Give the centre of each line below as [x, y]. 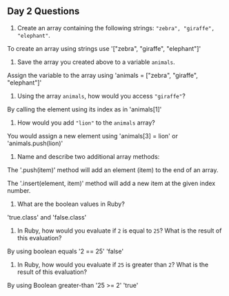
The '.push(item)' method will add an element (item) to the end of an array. [113, 170]
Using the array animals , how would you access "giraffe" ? [101, 96]
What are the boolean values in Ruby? [71, 204]
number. [19, 190]
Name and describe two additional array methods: [88, 156]
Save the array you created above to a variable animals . [96, 62]
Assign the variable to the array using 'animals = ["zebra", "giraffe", [102, 75]
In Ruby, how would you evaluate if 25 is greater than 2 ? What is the [113, 264]
